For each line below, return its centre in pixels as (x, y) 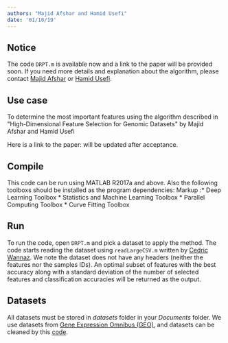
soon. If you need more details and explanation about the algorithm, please (113, 71)
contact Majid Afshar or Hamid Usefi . (59, 79)
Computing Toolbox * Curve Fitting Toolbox (68, 204)
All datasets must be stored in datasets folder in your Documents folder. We (114, 317)
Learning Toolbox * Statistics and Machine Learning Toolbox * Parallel (106, 197)
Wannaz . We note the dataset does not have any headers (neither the (105, 257)
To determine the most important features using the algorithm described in (113, 117)
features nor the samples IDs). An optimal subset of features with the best (112, 264)
